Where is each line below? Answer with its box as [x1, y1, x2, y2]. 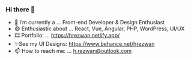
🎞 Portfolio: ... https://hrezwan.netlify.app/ [14, 32, 120, 39]
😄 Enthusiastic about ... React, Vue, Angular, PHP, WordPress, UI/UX [14, 25, 185, 32]
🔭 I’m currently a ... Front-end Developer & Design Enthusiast [14, 19, 165, 26]
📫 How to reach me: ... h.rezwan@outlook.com [14, 48, 132, 55]
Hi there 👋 [5, 5, 35, 14]
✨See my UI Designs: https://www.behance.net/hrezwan [14, 40, 155, 48]
